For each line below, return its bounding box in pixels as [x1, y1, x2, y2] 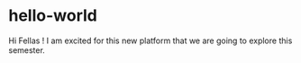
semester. [8, 44, 46, 55]
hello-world [8, 5, 98, 26]
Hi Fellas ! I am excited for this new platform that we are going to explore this [8, 35, 293, 46]
